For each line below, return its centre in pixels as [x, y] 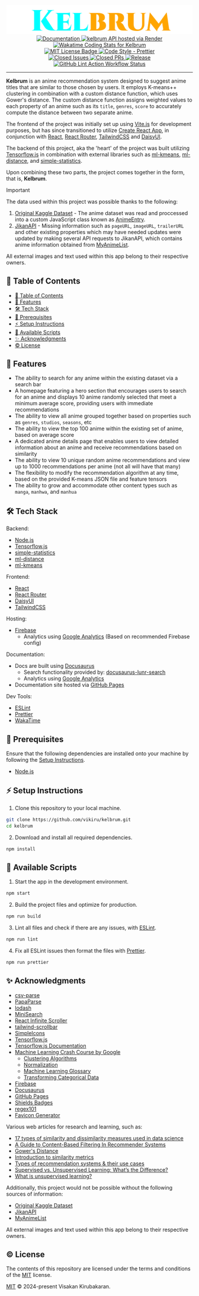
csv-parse [27, 995]
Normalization [41, 1064]
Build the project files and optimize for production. [76, 905]
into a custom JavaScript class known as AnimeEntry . [80, 219]
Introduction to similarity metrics [54, 1157]
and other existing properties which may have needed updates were [98, 232]
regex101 [25, 1109]
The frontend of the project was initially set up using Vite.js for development [99, 124]
